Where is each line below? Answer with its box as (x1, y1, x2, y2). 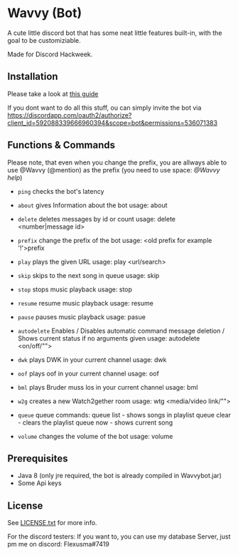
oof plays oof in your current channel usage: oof (17, 369, 160, 378)
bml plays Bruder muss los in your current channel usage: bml (17, 383, 198, 391)
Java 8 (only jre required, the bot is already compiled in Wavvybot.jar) (17, 472, 222, 480)
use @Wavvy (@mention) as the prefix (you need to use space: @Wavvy (7, 165, 220, 174)
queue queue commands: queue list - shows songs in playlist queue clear (17, 410, 231, 419)
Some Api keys (17, 479, 62, 487)
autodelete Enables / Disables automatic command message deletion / (17, 326, 225, 335)
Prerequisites (7, 452, 68, 465)
